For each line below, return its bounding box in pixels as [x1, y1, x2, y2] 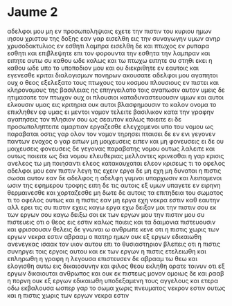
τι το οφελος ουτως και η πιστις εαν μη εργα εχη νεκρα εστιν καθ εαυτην [7, 195, 220, 204]
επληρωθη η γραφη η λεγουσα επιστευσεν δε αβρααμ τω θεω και [7, 254, 198, 262]
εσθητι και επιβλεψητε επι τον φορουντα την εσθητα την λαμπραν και [7, 49, 211, 57]
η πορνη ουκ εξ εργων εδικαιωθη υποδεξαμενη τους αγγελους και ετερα [7, 276, 218, 285]
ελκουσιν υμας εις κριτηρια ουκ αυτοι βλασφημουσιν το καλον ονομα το [7, 100, 217, 108]
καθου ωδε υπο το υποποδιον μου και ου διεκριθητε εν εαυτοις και [7, 64, 199, 72]
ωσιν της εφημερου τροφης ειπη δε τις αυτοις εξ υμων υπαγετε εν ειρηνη [7, 181, 221, 189]
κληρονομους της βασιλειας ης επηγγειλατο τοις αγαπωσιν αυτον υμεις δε [7, 86, 225, 94]
